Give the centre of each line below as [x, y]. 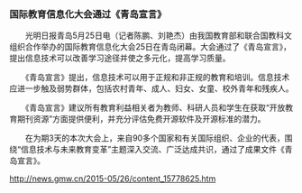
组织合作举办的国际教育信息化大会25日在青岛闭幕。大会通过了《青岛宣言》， [150, 47]
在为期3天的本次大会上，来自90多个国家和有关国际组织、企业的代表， [155, 138]
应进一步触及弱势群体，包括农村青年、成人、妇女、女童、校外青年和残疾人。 [151, 88]
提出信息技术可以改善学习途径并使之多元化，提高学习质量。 [120, 58]
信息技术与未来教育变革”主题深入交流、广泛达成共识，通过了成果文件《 [153, 150]
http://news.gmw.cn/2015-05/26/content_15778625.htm [113, 179]
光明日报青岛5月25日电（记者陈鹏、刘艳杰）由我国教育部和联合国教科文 [159, 36]
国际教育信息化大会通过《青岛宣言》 [88, 14]
